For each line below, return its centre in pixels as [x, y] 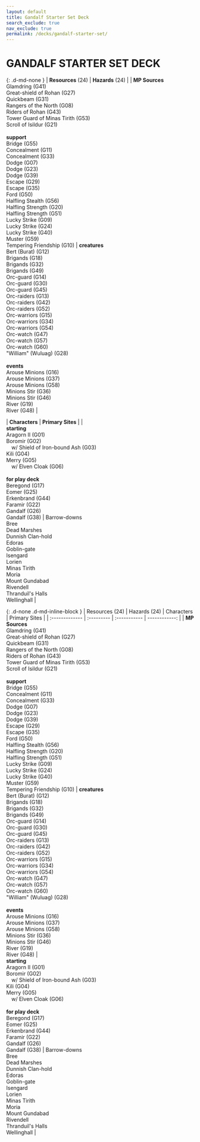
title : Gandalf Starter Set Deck [48, 17]
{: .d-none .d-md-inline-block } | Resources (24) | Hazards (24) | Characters [100, 612]
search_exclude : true [33, 23]
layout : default [26, 12]
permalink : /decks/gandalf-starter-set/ [57, 34]
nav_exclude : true [29, 28]
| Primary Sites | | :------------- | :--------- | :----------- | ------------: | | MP [100, 618]
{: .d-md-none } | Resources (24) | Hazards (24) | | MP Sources [85, 80]
